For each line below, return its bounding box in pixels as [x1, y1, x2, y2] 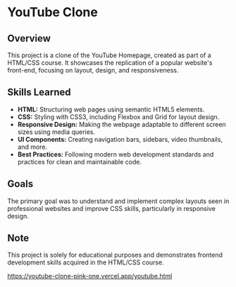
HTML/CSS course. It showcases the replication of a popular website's [7, 59, 213, 67]
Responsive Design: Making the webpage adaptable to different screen [17, 120, 227, 128]
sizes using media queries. [17, 128, 96, 136]
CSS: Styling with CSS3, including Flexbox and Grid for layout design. [17, 112, 220, 121]
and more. [17, 142, 48, 151]
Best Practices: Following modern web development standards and [17, 149, 214, 159]
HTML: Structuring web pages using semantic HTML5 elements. [17, 105, 205, 114]
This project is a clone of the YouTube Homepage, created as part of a [7, 51, 211, 59]
